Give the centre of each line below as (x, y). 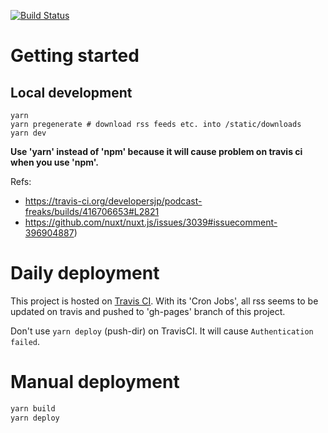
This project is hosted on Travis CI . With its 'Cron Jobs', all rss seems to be (164, 301)
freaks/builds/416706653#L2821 (92, 211)
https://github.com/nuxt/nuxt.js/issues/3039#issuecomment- (151, 222)
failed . (25, 341)
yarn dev (28, 133)
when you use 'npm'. (54, 162)
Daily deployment (85, 273)
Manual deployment (95, 382)
